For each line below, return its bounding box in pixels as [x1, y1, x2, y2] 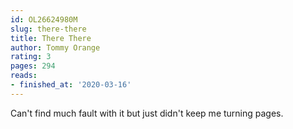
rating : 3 [10, 52, 52, 62]
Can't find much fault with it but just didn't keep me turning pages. [10, 107, 284, 119]
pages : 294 [10, 61, 56, 71]
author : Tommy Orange [10, 42, 101, 53]
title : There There [10, 33, 92, 43]
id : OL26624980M [10, 14, 78, 25]
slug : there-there [10, 24, 87, 34]
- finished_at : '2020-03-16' [10, 80, 132, 90]
